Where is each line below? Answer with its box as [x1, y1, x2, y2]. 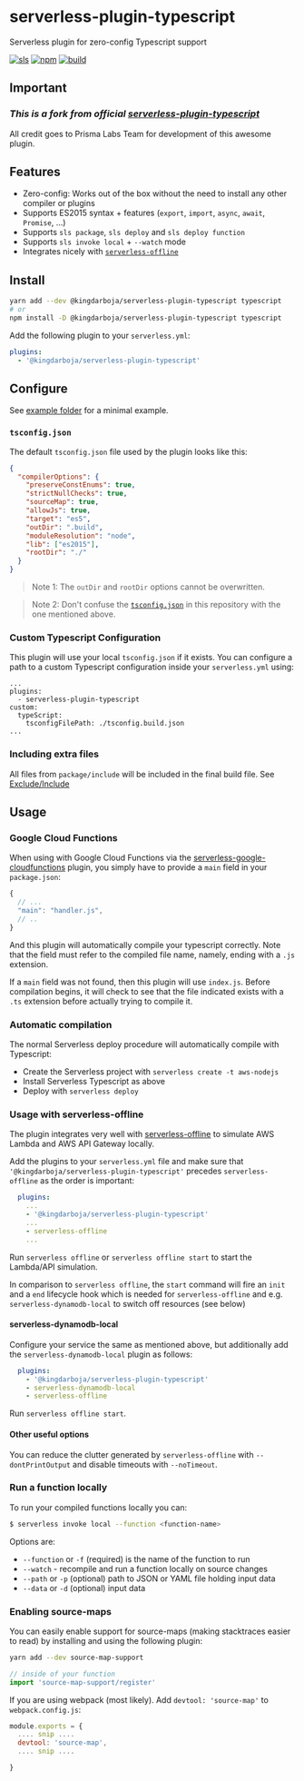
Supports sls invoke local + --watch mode [22, 236, 187, 247]
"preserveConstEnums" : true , [25, 480, 136, 490]
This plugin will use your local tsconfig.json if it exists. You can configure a [9, 652, 293, 663]
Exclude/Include [9, 778, 70, 789]
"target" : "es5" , [25, 514, 92, 523]
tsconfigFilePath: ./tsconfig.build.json [25, 719, 184, 728]
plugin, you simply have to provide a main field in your [67, 862, 268, 873]
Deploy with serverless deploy [22, 1085, 139, 1096]
